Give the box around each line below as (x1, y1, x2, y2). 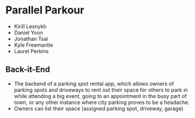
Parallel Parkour (5, 4, 84, 17)
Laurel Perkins (13, 47, 49, 54)
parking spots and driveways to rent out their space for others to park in (13, 86, 188, 93)
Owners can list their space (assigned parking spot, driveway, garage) (13, 105, 184, 112)
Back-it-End (5, 65, 50, 75)
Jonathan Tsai (13, 35, 48, 42)
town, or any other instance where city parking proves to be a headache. (13, 99, 190, 106)
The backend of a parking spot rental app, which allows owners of (13, 80, 174, 87)
